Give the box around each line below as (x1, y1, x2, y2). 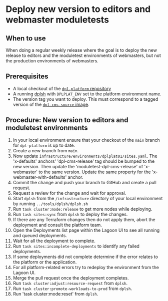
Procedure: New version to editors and (5, 116, 128, 124)
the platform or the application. (12, 259, 77, 265)
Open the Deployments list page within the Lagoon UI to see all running (12, 227, 160, 233)
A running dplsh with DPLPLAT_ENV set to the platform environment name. (12, 91, 161, 97)
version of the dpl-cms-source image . (12, 101, 89, 107)
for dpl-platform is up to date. (12, 142, 75, 148)
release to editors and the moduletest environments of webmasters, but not (5, 52, 161, 58)
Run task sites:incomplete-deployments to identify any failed (12, 243, 139, 249)
